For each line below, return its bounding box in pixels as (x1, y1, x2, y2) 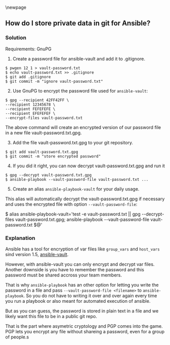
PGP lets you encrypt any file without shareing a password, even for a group (5, 328, 165, 334)
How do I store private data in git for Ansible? (5, 19, 151, 27)
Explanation (5, 234, 36, 241)
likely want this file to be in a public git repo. (5, 313, 97, 319)
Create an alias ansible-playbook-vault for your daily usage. (12, 185, 140, 192)
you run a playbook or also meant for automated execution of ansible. (5, 298, 151, 304)
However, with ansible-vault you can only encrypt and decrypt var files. (5, 261, 155, 267)
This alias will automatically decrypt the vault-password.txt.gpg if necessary (5, 196, 165, 202)
